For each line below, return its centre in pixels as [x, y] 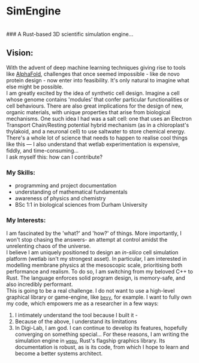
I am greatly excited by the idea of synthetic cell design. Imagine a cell [93, 93]
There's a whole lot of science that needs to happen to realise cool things [97, 138]
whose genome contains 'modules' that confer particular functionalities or [98, 99]
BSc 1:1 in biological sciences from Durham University [81, 205]
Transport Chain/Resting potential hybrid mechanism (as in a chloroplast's [98, 125]
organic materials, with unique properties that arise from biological [88, 112]
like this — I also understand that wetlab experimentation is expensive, [93, 144]
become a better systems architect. [59, 353]
